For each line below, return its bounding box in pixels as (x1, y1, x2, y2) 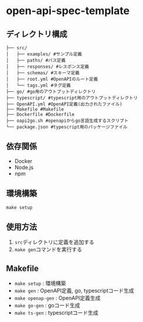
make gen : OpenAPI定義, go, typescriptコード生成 (14, 287, 134, 294)
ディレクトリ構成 (6, 29, 67, 39)
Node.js (14, 164, 34, 171)
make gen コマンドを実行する (14, 246, 83, 253)
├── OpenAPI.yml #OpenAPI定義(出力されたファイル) (6, 101, 122, 107)
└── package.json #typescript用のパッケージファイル (6, 124, 128, 130)
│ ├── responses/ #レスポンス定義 (6, 64, 90, 69)
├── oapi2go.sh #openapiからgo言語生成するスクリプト (6, 118, 129, 124)
